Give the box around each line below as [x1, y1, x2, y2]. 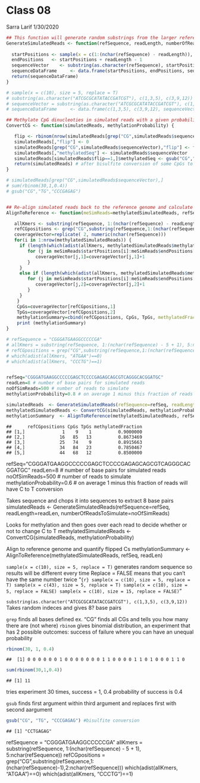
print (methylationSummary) [17, 320, 86, 326]
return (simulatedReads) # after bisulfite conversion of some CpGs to [14, 161, 193, 167]
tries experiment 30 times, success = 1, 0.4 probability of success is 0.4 [6, 688, 183, 696]
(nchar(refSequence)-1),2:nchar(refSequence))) [6, 764, 124, 771]
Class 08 [6, 4, 51, 17]
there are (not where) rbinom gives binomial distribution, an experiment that [6, 622, 190, 629]
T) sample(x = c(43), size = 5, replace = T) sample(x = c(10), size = [6, 582, 187, 588]
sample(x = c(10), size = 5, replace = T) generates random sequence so [6, 563, 192, 570]
